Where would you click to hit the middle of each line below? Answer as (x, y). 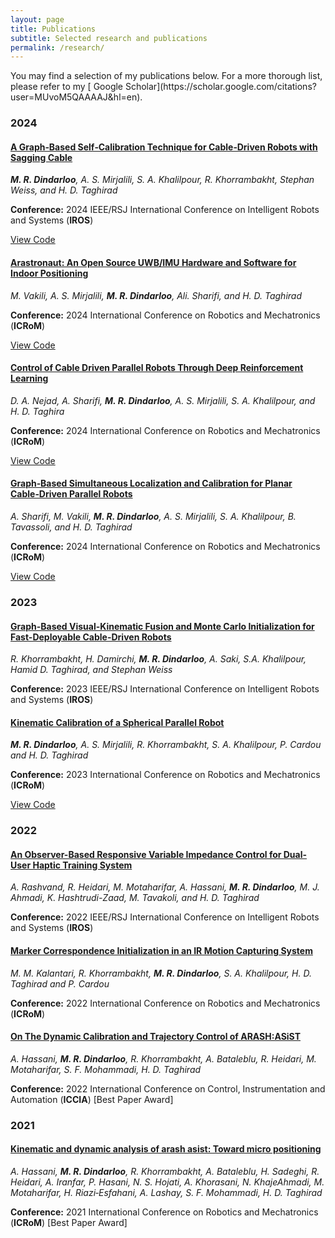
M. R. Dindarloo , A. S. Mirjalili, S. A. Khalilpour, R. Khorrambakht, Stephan (162, 180)
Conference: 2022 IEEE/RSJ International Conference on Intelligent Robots (165, 917)
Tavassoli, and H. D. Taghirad (71, 527)
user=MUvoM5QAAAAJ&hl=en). (76, 97)
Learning (29, 378)
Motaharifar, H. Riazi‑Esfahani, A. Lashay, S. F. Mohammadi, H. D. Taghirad (166, 1192)
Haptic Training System (82, 865)
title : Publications (53, 29)
